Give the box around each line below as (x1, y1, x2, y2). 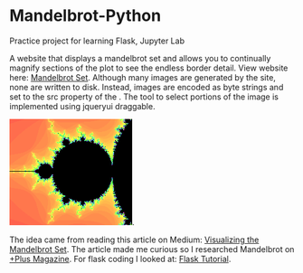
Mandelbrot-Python (9, 5, 161, 26)
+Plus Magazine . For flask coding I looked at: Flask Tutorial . (9, 253, 232, 264)
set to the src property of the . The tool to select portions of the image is (9, 91, 279, 102)
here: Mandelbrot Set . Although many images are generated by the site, (9, 71, 276, 82)
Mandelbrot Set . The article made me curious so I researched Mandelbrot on (9, 243, 295, 254)
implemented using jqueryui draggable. (9, 100, 156, 111)
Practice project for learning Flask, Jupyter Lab (9, 35, 185, 46)
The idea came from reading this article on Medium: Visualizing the (9, 234, 260, 245)
